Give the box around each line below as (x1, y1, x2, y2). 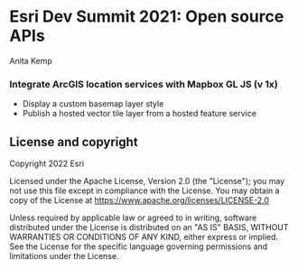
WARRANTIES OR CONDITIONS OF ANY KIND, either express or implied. (9, 232, 278, 243)
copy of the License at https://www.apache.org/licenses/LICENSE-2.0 (9, 195, 269, 206)
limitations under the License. (9, 251, 119, 262)
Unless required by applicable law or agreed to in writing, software (9, 212, 257, 223)
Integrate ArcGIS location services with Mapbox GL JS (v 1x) (9, 78, 278, 90)
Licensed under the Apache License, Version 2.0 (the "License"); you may (9, 176, 285, 187)
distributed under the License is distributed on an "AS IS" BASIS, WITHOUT (9, 222, 289, 233)
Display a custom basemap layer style (22, 98, 164, 109)
